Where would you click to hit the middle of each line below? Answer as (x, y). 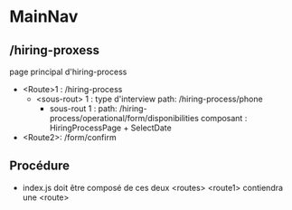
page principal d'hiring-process (68, 72)
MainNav (44, 17)
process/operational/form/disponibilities (124, 118)
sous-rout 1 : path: (83, 109)
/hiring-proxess (54, 50)
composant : (224, 118)
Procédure (40, 166)
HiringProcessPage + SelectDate (110, 128)
